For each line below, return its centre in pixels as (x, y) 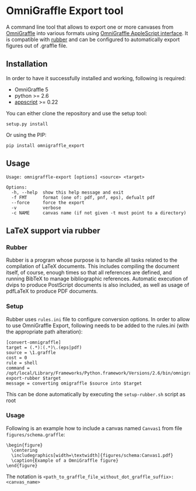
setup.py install (27, 124)
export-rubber (23, 378)
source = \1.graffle (31, 352)
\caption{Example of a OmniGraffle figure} (65, 461)
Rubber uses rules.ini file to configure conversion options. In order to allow (98, 319)
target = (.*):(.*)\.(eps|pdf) (44, 347)
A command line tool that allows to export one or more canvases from (90, 27)
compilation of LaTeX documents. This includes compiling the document (93, 266)
